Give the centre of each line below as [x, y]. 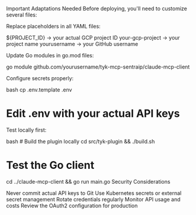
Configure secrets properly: [40, 78]
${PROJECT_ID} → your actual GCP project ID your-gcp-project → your [93, 38]
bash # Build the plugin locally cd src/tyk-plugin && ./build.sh [81, 141]
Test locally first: [26, 130]
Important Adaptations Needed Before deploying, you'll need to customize [97, 9]
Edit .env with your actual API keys [93, 114]
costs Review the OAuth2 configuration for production [72, 206]
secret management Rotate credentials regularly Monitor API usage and [93, 199]
